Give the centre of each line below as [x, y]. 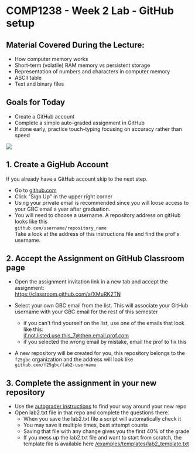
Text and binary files [39, 84]
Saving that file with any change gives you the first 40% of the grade [106, 431]
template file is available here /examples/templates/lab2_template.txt [106, 444]
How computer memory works [51, 59]
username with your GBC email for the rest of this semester [86, 312]
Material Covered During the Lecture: [75, 45]
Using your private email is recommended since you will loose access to [102, 202]
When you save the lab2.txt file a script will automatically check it [102, 419]
